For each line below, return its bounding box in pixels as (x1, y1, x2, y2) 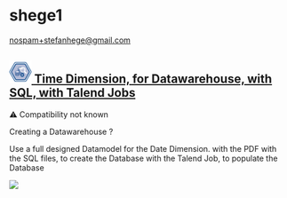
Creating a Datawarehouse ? (9, 126, 114, 137)
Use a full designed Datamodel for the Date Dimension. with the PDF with (9, 143, 277, 154)
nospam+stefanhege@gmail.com (9, 35, 132, 45)
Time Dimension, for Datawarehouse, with (34, 72, 273, 87)
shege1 (9, 5, 63, 26)
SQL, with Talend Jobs (9, 85, 136, 100)
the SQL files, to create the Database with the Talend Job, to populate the (9, 153, 278, 163)
